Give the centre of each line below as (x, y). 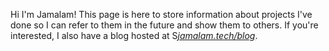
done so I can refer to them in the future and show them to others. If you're (164, 25)
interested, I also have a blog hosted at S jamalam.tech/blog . (134, 35)
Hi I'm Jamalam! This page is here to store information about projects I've (161, 14)
